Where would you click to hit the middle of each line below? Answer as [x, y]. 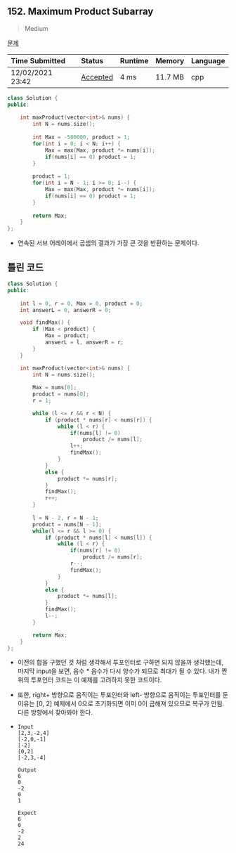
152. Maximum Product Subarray [80, 12]
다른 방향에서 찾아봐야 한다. [55, 712]
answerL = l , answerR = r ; [84, 342]
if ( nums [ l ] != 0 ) [95, 433]
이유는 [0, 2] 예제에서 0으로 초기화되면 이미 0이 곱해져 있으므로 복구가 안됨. [121, 704]
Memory [170, 60]
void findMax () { [45, 323]
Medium [37, 28]
